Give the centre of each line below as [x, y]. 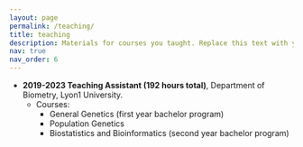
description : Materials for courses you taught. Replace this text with [149, 43]
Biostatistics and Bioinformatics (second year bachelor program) [170, 133]
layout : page [34, 18]
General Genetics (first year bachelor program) [137, 114]
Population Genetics [87, 124]
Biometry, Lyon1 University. [73, 95]
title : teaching [40, 34]
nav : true [28, 51]
